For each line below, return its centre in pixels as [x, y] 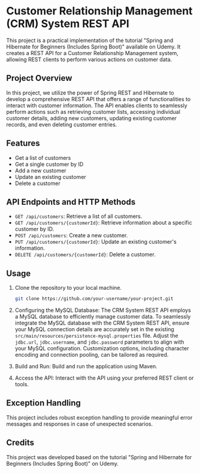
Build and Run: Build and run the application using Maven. [86, 366]
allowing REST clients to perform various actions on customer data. [89, 59]
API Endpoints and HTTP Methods [71, 202]
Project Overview [39, 78]
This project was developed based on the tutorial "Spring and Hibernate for [99, 457]
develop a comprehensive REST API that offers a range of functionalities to [99, 99]
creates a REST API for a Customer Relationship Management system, [92, 53]
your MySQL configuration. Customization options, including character [102, 348]
